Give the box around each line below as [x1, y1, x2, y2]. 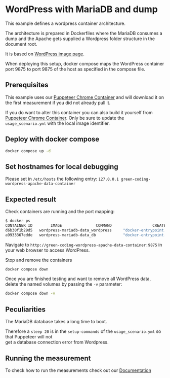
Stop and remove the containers [5, 257, 72, 263]
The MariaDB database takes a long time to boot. [5, 319, 107, 325]
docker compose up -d [5, 148, 51, 153]
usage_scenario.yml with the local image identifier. [5, 120, 110, 126]
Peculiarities [5, 305, 46, 314]
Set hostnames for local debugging [5, 162, 118, 171]
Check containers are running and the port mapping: [5, 209, 115, 215]
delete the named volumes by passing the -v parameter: [5, 281, 122, 287]
